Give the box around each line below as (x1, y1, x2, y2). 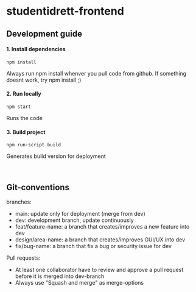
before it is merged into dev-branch (15, 272, 105, 280)
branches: (6, 198, 32, 205)
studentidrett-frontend (6, 4, 125, 18)
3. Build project (6, 128, 46, 135)
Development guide (6, 29, 83, 39)
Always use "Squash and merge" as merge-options (15, 279, 144, 286)
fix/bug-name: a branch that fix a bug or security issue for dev (15, 243, 172, 249)
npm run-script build (6, 142, 61, 148)
